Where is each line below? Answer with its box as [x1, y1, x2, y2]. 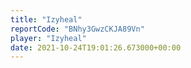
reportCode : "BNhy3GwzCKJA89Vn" [10, 24, 145, 34]
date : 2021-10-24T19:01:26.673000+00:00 [10, 42, 182, 53]
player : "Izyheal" [10, 33, 87, 43]
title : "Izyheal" [10, 14, 83, 25]
